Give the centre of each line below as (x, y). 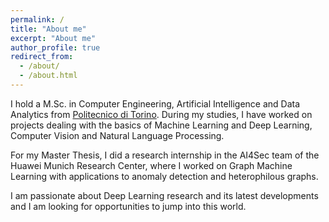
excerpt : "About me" (53, 38)
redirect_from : (42, 57)
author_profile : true (55, 47)
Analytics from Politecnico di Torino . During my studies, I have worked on (161, 114)
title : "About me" (48, 29)
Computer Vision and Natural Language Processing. (117, 135)
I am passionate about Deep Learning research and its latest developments (164, 195)
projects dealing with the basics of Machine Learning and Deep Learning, (161, 125)
